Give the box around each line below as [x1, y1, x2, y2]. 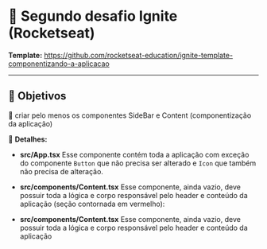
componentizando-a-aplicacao [8, 59, 110, 68]
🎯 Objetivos [8, 89, 67, 103]
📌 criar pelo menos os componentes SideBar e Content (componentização [8, 111, 252, 120]
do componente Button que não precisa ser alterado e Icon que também [19, 158, 257, 168]
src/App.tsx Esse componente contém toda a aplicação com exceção [19, 150, 250, 159]
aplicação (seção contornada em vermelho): [19, 199, 165, 208]
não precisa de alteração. [19, 166, 103, 176]
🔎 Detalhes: [8, 134, 48, 144]
